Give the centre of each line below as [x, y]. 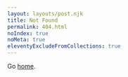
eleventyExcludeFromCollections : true [64, 46]
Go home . [21, 66]
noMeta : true [26, 40]
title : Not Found [33, 20]
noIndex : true [28, 33]
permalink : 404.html [38, 27]
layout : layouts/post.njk [45, 14]
